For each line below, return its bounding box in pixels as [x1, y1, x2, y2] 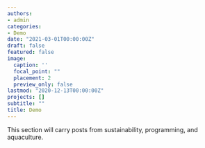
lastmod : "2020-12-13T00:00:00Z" [7, 87, 104, 94]
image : [7, 55, 26, 62]
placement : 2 [13, 74, 51, 82]
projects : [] [7, 94, 45, 101]
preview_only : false [13, 81, 73, 88]
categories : [7, 23, 42, 30]
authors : [7, 10, 33, 17]
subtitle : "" [7, 100, 45, 107]
